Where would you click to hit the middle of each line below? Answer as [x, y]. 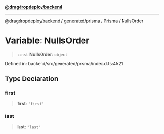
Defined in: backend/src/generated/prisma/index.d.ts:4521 [64, 63]
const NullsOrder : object [42, 54]
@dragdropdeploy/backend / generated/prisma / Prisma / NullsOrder [74, 21]
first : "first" [30, 103]
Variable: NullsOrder [47, 41]
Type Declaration [32, 79]
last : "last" [29, 127]
